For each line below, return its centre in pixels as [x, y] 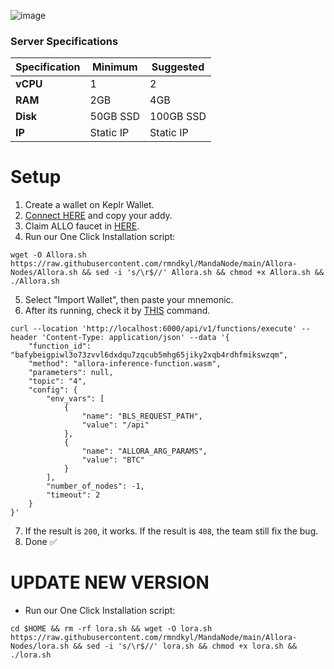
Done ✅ [41, 542]
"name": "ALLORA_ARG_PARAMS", [144, 451]
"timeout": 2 [73, 495]
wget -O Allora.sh [48, 255]
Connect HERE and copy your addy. [98, 216]
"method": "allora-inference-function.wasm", [125, 364]
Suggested [178, 67]
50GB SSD [115, 117]
